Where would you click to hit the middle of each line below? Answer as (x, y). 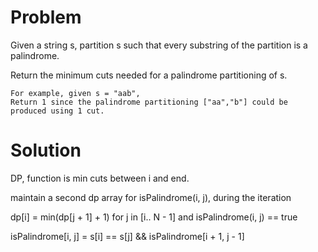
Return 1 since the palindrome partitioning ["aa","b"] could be (149, 102)
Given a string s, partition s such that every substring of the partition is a (159, 45)
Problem (46, 17)
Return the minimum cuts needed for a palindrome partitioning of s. (149, 75)
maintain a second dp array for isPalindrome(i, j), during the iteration (151, 197)
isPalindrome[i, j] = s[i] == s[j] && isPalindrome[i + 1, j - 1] (127, 236)
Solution (46, 150)
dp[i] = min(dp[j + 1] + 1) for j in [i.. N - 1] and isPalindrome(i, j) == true (154, 217)
